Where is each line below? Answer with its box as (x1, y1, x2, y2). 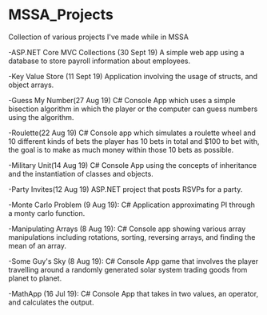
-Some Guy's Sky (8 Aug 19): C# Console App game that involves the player (8, 256, 258, 265)
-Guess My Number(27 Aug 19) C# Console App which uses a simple (8, 95, 236, 105)
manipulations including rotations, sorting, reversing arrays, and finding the (8, 232, 256, 241)
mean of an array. (8, 241, 66, 250)
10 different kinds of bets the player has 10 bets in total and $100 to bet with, (8, 136, 260, 146)
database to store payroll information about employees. (8, 56, 191, 66)
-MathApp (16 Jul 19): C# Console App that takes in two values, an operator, (8, 289, 258, 298)
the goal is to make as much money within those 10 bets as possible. (8, 145, 234, 154)
